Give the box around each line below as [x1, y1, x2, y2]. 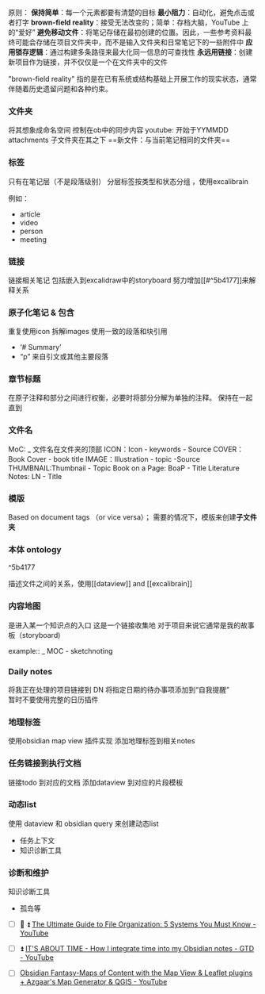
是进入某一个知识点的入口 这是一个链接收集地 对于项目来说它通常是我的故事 [8, 620, 255, 630]
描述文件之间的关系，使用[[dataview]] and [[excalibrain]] [8, 579, 192, 589]
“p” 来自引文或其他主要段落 [19, 352, 109, 362]
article [19, 209, 41, 219]
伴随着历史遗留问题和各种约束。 [8, 84, 112, 94]
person [19, 226, 44, 236]
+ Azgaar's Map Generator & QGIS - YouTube [19, 977, 168, 987]
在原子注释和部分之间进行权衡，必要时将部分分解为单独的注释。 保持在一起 [8, 393, 253, 403]
